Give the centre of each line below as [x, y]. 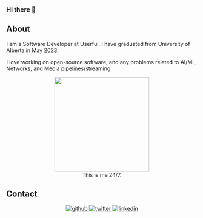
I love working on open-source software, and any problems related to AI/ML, [101, 62]
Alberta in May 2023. [32, 50]
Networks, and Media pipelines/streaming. [59, 68]
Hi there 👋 [21, 10]
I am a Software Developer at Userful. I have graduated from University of [98, 44]
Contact [22, 194]
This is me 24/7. [102, 174]
